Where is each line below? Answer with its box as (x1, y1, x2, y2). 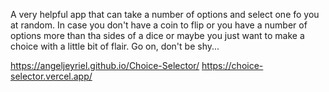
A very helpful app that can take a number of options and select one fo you (10, 9, 320, 20)
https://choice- (201, 60, 264, 71)
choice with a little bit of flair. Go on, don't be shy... (10, 40, 220, 52)
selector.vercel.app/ (10, 70, 93, 82)
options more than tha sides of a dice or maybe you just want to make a (10, 30, 305, 41)
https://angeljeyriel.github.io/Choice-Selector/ (10, 60, 200, 71)
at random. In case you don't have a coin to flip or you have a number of (10, 19, 308, 31)
